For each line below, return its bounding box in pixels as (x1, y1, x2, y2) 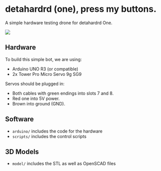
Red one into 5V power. (12, 95, 60, 102)
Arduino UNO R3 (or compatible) (12, 66, 79, 72)
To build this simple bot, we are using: (5, 56, 82, 62)
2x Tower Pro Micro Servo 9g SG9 (12, 71, 82, 77)
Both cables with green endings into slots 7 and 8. (12, 90, 114, 96)
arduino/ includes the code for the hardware (12, 128, 103, 134)
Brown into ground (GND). (12, 101, 65, 106)
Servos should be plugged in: (5, 80, 65, 87)
